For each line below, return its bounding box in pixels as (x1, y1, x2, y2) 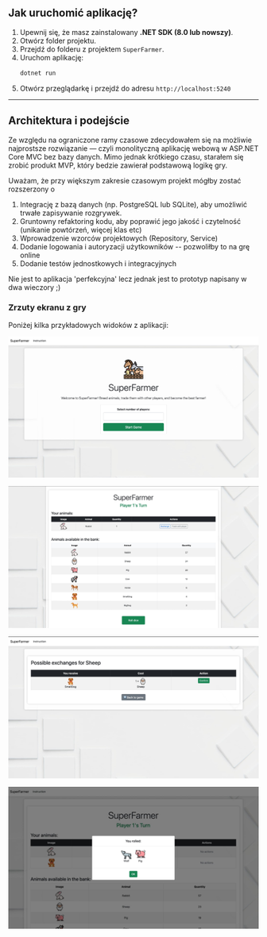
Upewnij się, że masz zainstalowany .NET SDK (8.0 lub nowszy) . (19, 27, 234, 37)
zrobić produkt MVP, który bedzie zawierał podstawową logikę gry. (8, 160, 228, 170)
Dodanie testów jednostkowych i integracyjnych (19, 258, 177, 268)
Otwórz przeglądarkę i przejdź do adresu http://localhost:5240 (19, 83, 231, 93)
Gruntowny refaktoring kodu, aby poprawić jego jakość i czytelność (19, 216, 241, 226)
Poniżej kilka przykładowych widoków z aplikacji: (8, 320, 169, 330)
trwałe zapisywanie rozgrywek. (19, 208, 122, 218)
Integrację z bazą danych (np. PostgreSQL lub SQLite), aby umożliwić (19, 199, 248, 209)
